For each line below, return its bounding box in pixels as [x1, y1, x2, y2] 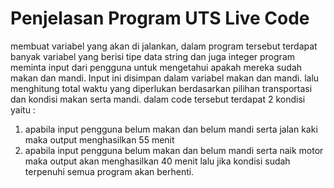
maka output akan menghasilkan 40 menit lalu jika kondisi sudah [24, 155, 291, 167]
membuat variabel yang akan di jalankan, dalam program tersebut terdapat [10, 40, 318, 52]
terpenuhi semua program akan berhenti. [24, 165, 195, 177]
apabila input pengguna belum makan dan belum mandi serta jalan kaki [24, 123, 318, 135]
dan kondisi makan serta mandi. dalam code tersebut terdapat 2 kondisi [10, 93, 306, 105]
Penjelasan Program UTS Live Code [10, 7, 310, 30]
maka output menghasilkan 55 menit [24, 133, 175, 146]
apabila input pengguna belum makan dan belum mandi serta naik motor [24, 144, 324, 156]
